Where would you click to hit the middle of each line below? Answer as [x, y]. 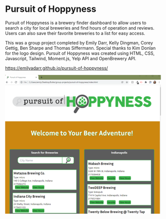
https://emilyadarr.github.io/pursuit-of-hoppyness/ [57, 68]
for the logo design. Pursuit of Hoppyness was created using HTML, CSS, [80, 53]
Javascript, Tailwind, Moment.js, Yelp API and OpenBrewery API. [71, 58]
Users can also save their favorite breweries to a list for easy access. [75, 33]
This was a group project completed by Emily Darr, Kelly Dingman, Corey [79, 42]
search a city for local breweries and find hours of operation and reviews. [80, 28]
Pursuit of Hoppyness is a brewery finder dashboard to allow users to [76, 23]
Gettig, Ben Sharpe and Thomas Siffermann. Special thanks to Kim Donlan [80, 48]
